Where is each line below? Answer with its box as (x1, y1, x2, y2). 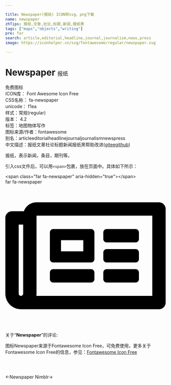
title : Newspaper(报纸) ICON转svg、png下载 (5, 12, 94, 17)
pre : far (5, 31, 24, 36)
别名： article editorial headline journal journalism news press (5, 135, 126, 141)
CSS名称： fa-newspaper (5, 97, 59, 103)
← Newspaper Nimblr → (5, 374, 53, 380)
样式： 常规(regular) (5, 109, 46, 116)
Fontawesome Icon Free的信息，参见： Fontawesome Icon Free (5, 349, 137, 355)
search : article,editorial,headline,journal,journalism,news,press (5, 36, 152, 41)
